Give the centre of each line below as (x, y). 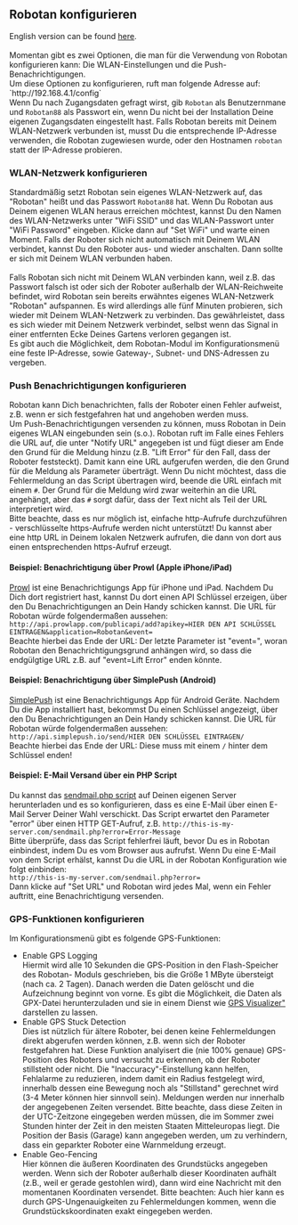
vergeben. (28, 363)
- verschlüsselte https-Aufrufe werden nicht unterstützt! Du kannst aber (141, 528)
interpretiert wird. (41, 509)
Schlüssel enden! (41, 755)
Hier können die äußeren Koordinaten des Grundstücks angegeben (145, 1164)
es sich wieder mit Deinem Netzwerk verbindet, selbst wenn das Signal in (144, 325)
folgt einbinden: (38, 870)
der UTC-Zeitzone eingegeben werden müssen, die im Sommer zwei (148, 1116)
